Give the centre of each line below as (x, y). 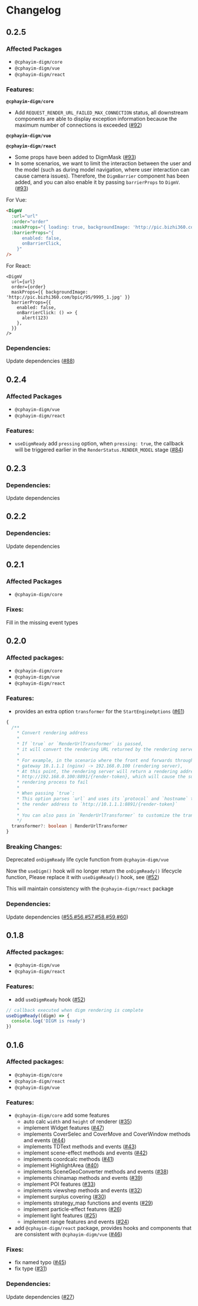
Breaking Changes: (34, 847)
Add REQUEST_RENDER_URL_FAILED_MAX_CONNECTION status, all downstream (101, 113)
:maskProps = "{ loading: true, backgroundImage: (71, 227)
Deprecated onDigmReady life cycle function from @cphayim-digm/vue (88, 860)
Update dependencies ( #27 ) (40, 1297)
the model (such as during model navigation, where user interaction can (102, 170)
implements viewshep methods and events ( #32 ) (83, 1190)
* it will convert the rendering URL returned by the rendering (97, 749)
